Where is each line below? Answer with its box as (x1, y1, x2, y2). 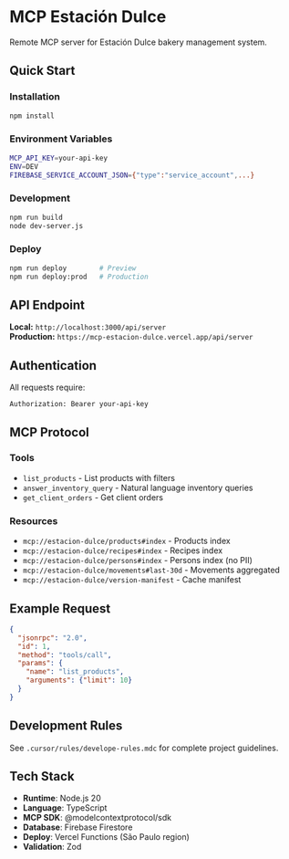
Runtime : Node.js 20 (22, 792, 102, 804)
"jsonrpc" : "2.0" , (17, 633, 88, 643)
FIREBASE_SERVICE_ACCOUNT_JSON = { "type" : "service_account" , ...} (9, 171, 255, 180)
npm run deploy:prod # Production (9, 272, 149, 281)
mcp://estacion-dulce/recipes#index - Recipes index (22, 545, 223, 556)
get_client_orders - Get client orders (22, 491, 164, 503)
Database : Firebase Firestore (22, 822, 133, 833)
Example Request (9, 601, 111, 616)
